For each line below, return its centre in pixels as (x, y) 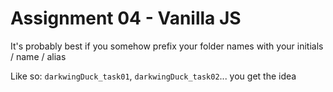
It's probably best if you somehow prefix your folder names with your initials (167, 46)
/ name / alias (38, 56)
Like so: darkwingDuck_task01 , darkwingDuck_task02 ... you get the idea (153, 76)
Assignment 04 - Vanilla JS (126, 18)
